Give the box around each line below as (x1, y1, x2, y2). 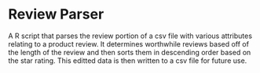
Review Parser (8, 5, 104, 23)
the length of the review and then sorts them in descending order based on (8, 47, 251, 57)
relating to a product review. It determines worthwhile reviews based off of (8, 39, 250, 48)
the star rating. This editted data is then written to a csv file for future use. (8, 56, 247, 65)
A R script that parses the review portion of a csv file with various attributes (8, 31, 253, 40)
